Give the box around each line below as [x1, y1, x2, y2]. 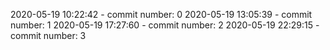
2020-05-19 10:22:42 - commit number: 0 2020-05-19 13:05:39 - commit [10, 9, 313, 20]
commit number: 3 [10, 30, 87, 41]
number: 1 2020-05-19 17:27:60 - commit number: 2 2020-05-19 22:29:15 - [10, 19, 320, 31]
